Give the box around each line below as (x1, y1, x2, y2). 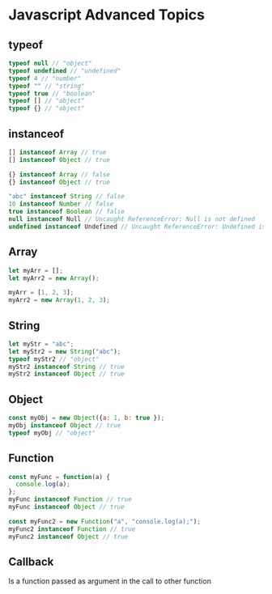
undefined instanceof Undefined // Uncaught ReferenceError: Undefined (8, 223, 255, 231)
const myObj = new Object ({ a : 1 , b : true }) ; (8, 414, 165, 422)
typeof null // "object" (8, 59, 92, 67)
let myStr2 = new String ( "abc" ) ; (8, 347, 121, 355)
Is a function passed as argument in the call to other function (8, 576, 212, 586)
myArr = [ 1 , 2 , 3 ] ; (8, 289, 74, 297)
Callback (8, 554, 54, 568)
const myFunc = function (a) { (8, 473, 111, 481)
